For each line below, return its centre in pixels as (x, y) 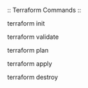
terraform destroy (32, 77)
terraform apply (30, 64)
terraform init (26, 23)
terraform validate (33, 37)
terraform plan (28, 50)
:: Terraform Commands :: (44, 10)
